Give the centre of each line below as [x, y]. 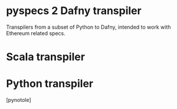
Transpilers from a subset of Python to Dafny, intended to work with [88, 27]
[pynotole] [19, 100]
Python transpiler [50, 84]
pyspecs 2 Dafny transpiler [74, 11]
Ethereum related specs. [36, 33]
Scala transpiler [46, 57]
